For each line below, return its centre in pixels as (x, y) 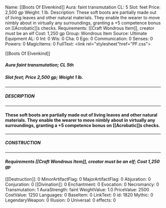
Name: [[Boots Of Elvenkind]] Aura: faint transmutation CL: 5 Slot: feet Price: (83, 7)
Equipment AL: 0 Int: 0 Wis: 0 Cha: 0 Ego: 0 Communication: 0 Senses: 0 (79, 39)
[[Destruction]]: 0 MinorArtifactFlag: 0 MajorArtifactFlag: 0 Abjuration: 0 (78, 179)
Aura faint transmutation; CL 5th (40, 65)
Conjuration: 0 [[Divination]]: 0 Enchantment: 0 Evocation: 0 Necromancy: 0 (82, 184)
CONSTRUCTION (23, 143)
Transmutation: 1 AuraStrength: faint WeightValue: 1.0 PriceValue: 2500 (77, 190)
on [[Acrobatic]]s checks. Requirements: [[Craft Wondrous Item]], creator (80, 28)
